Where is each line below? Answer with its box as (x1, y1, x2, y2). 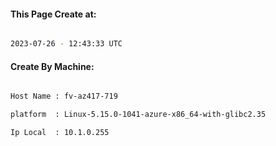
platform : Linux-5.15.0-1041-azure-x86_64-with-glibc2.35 (10, 110, 267, 120)
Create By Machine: (10, 60, 95, 72)
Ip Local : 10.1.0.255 (10, 128, 110, 138)
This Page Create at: (10, 8, 97, 20)
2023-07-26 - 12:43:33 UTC (10, 39, 123, 49)
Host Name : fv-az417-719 (10, 91, 118, 102)
